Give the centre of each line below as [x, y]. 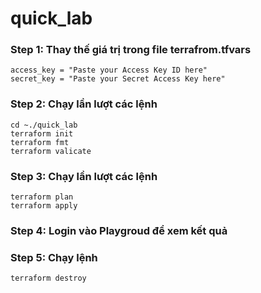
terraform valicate [51, 151]
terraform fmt [40, 142]
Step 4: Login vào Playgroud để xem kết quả [119, 230]
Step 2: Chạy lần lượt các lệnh [84, 104]
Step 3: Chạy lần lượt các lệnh [84, 176]
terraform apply [44, 206]
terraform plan [42, 197]
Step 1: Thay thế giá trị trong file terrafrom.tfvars [131, 50]
